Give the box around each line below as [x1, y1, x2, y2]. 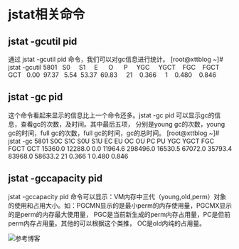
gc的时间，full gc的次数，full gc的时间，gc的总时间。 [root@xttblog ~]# [8, 129, 220, 137]
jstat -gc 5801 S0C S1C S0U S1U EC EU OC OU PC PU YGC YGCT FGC [8, 137, 215, 145]
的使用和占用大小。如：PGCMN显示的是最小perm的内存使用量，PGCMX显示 [8, 201, 233, 210]
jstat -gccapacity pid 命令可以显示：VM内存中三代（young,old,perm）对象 [8, 192, 227, 201]
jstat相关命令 [8, 6, 85, 23]
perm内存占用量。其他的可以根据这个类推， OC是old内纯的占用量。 [8, 218, 206, 228]
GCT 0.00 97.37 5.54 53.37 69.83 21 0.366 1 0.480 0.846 [8, 70, 216, 79]
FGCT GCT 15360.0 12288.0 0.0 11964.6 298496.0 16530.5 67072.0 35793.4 [8, 144, 233, 153]
